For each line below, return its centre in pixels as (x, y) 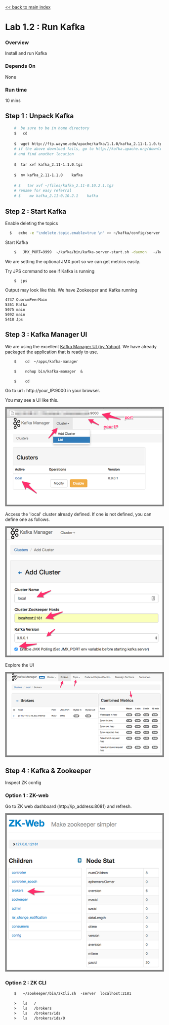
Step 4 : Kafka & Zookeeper (48, 770)
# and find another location (44, 154)
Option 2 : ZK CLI (26, 983)
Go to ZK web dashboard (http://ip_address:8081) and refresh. (68, 806)
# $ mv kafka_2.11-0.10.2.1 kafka (56, 196)
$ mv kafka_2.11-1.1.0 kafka (48, 175)
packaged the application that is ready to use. (52, 352)
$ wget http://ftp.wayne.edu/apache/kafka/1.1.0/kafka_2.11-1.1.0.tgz (89, 144)
